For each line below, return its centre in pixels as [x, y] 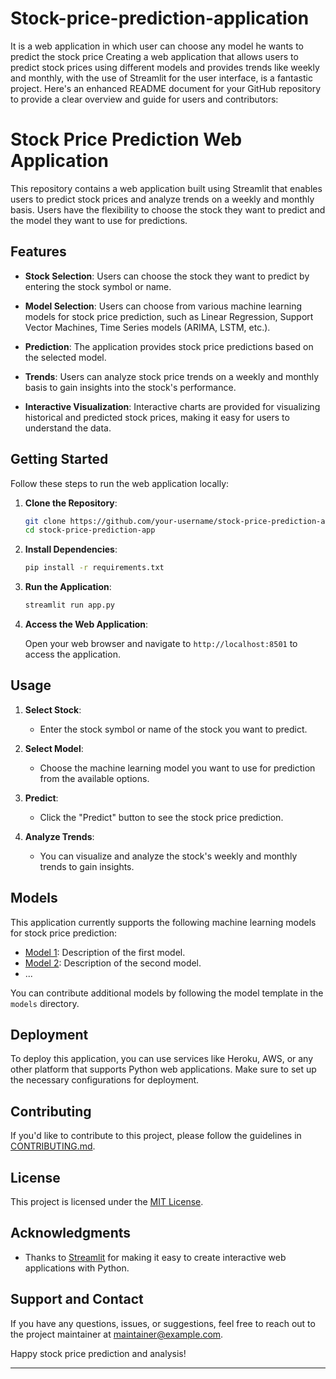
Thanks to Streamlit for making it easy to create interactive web [155, 1257]
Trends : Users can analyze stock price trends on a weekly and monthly [172, 376]
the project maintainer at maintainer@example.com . [117, 1334]
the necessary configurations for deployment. [105, 1080]
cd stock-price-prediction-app [90, 530]
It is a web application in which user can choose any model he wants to [157, 46]
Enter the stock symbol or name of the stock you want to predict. [173, 729]
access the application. [72, 654]
